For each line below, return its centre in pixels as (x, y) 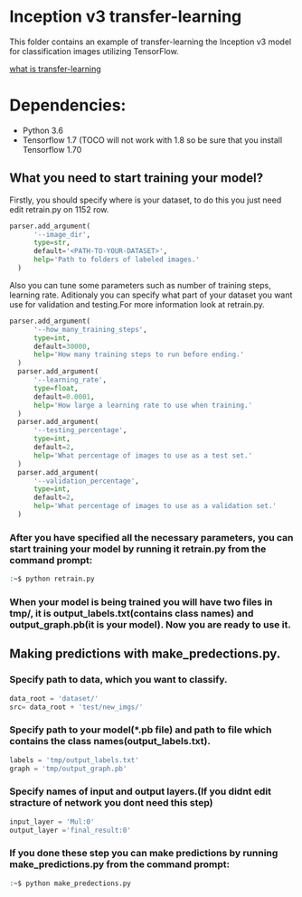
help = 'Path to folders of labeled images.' (117, 260)
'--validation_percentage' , (86, 481)
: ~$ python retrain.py (52, 579)
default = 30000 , (62, 346)
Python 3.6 (42, 130)
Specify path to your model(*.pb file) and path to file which (141, 730)
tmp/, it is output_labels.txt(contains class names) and (132, 614)
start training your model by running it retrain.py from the (138, 549)
